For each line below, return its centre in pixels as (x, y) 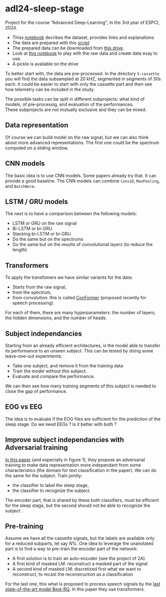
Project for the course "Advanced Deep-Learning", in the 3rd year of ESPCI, (82, 22)
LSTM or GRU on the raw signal (44, 223)
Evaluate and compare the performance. (54, 376)
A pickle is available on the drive (45, 64)
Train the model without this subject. (50, 371)
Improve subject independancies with (65, 440)
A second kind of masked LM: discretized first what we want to (77, 569)
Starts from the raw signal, (39, 287)
